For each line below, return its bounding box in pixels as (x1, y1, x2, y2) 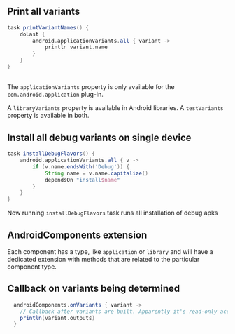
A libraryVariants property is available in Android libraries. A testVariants (7, 104, 224, 112)
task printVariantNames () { (7, 24, 90, 31)
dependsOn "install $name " (44, 176, 120, 183)
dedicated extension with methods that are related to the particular (7, 255, 200, 263)
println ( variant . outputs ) (20, 314, 96, 321)
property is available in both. (7, 112, 90, 120)
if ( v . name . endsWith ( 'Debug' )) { (32, 163, 130, 171)
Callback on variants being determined (7, 283, 180, 295)
